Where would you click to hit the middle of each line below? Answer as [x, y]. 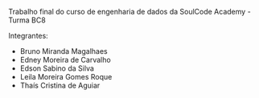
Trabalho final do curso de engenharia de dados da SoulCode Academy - [129, 12]
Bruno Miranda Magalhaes [64, 51]
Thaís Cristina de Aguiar [60, 85]
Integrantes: [28, 36]
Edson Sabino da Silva [57, 68]
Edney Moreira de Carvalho [65, 60]
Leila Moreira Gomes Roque [66, 77]
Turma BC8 [27, 20]
